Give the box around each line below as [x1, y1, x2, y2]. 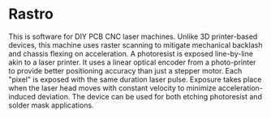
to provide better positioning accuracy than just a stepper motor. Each [8, 65, 243, 75]
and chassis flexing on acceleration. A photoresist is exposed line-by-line [8, 48, 254, 58]
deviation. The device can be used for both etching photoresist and [37, 91, 262, 101]
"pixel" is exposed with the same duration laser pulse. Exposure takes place [8, 74, 262, 84]
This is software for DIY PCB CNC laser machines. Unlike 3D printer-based [8, 32, 258, 41]
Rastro [8, 5, 54, 23]
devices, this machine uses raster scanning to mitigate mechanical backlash [8, 40, 263, 49]
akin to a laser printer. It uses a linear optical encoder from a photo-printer [8, 57, 256, 67]
